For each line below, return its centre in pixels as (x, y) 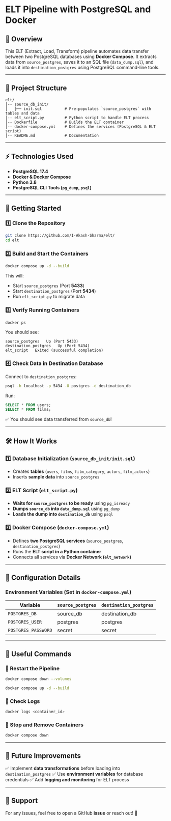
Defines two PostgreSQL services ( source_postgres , (68, 541)
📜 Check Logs (23, 701)
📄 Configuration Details (43, 578)
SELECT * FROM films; (28, 410)
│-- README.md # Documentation (52, 135)
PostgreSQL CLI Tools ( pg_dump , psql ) (52, 187)
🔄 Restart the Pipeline (33, 668)
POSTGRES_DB (22, 614)
